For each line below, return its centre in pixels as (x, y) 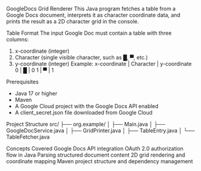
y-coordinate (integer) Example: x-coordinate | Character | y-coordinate (103, 64)
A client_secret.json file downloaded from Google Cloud (83, 112)
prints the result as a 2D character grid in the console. (73, 21)
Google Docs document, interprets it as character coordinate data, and (93, 15)
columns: (18, 39)
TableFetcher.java (28, 137)
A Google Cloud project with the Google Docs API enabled (86, 106)
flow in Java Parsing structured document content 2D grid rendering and (96, 155)
